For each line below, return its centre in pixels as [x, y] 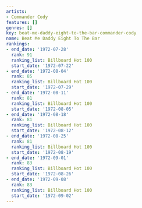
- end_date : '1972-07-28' [37, 50]
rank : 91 [22, 55]
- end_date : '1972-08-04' [37, 71]
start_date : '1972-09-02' [43, 196]
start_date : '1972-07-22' [43, 66]
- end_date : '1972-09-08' [37, 179]
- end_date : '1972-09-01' [37, 158]
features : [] [22, 22]
